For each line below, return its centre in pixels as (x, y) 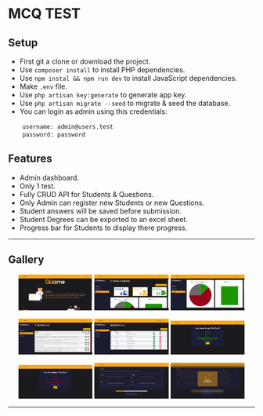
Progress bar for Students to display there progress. (103, 228)
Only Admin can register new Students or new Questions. (112, 203)
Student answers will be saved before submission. (100, 211)
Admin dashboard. (49, 177)
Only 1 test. (38, 186)
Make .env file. (43, 86)
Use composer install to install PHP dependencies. (102, 70)
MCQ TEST (44, 14)
